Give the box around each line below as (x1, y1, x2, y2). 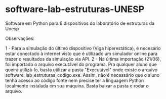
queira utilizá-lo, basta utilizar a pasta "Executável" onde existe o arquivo (5, 67, 158, 73)
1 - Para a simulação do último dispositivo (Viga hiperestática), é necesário (5, 45, 161, 51)
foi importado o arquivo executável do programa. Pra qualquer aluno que (5, 61, 157, 67)
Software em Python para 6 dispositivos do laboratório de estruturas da (5, 20, 155, 26)
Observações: (5, 35, 34, 41)
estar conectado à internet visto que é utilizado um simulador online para (5, 51, 158, 57)
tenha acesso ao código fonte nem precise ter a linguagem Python (5, 77, 144, 83)
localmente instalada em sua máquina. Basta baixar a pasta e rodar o (5, 82, 149, 89)
